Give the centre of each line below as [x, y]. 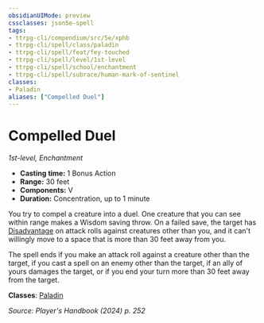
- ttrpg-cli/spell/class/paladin [64, 45]
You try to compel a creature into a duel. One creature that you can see [124, 214]
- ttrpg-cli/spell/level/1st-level [67, 60]
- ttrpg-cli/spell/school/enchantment [72, 67]
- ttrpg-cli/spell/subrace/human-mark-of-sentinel [94, 75]
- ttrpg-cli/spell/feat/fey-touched [69, 52]
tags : [17, 30]
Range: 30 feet [45, 182]
